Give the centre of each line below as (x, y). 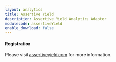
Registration (18, 44)
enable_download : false (29, 28)
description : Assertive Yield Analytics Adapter (56, 19)
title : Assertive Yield (29, 14)
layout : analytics (24, 10)
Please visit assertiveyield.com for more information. (58, 55)
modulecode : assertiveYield (34, 23)
